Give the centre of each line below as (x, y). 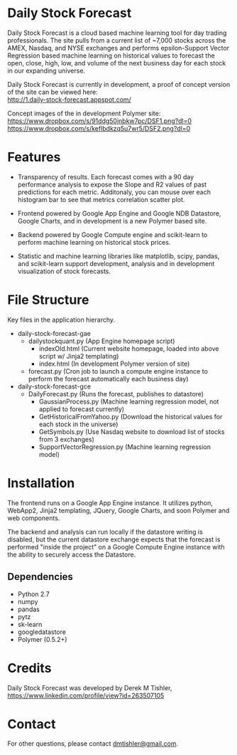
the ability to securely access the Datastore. (72, 554)
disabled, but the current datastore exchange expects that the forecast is (114, 539)
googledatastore (42, 632)
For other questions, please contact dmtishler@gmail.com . (93, 744)
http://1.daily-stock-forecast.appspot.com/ (69, 99)
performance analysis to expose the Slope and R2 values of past (112, 184)
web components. (34, 518)
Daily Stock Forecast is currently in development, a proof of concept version (119, 84)
